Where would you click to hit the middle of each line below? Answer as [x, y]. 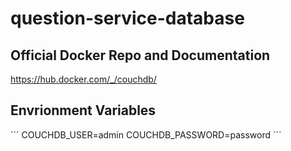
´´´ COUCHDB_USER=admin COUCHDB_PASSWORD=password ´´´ [146, 134]
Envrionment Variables [83, 110]
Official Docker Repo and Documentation [140, 55]
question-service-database [127, 18]
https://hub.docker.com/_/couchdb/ [83, 79]
